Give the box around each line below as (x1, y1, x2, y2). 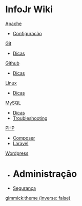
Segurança (12, 185, 36, 191)
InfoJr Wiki (5, 4, 53, 15)
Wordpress (5, 150, 29, 156)
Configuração (12, 30, 42, 36)
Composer (12, 134, 35, 141)
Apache (5, 20, 22, 27)
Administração (12, 168, 77, 180)
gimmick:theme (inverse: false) (5, 195, 71, 201)
